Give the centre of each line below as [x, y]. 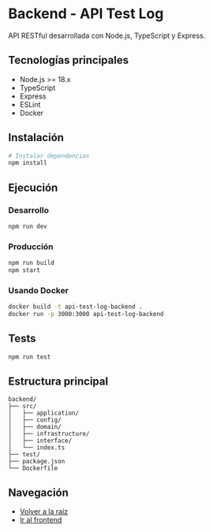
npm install [28, 163]
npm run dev [28, 226]
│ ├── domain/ [35, 427]
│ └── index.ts [37, 448]
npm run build [32, 263]
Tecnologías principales [68, 60]
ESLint [30, 104]
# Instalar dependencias [49, 156]
